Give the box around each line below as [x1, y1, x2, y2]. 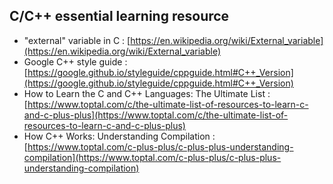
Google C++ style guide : [23, 55, 128, 68]
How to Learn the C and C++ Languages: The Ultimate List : [23, 87, 271, 99]
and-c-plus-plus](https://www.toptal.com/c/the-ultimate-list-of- [23, 109, 289, 121]
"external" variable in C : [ [23, 34, 131, 46]
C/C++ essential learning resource [9, 8, 230, 25]
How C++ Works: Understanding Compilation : [23, 130, 216, 142]
